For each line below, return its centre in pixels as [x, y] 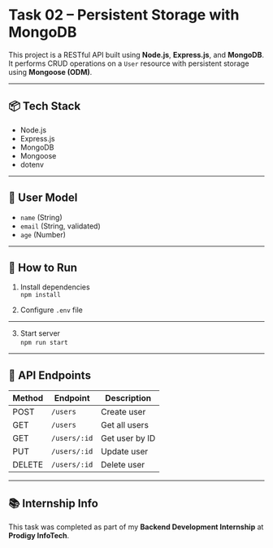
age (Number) [43, 234]
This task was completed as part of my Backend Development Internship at [136, 527]
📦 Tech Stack [45, 106]
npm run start [44, 343]
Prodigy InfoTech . [39, 535]
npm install [40, 295]
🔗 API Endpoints [50, 375]
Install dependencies [55, 287]
